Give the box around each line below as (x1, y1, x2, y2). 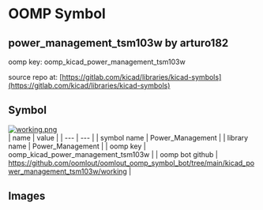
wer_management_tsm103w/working (8, 167, 128, 176)
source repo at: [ (8, 73, 62, 81)
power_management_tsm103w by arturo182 (8, 36, 229, 50)
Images (8, 189, 46, 203)
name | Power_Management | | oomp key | (8, 141, 146, 151)
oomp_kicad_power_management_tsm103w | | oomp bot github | (8, 149, 219, 159)
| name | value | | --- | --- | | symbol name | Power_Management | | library (8, 133, 249, 142)
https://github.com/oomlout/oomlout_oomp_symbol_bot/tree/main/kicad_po (8, 158, 255, 167)
